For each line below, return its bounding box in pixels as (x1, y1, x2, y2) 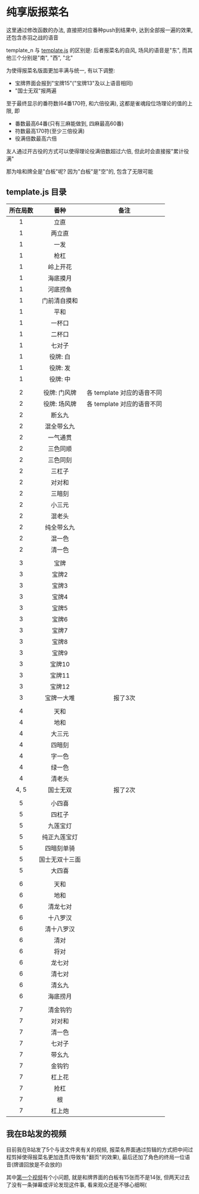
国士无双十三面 (39, 855, 82, 864)
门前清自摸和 (42, 296, 79, 305)
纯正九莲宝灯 (42, 833, 79, 841)
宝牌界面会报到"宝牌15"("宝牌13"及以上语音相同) (14, 79, 133, 87)
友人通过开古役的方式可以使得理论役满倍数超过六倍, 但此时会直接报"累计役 (6, 147, 189, 154)
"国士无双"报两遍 (14, 87, 57, 94)
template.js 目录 (6, 187, 67, 198)
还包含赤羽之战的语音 (6, 34, 58, 41)
